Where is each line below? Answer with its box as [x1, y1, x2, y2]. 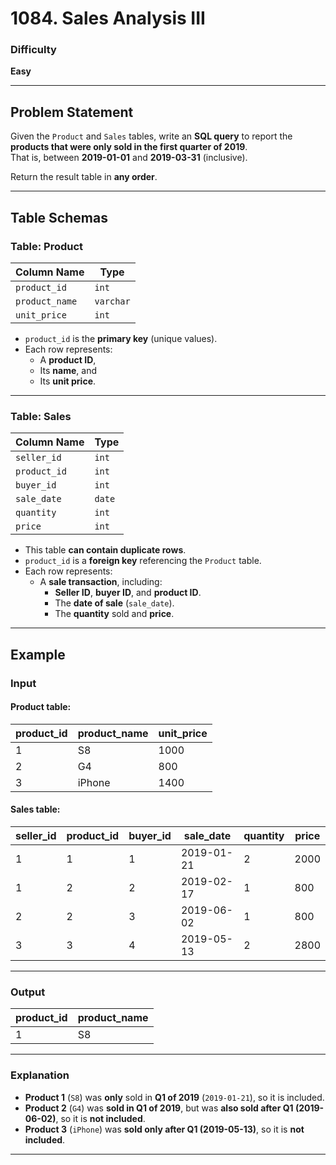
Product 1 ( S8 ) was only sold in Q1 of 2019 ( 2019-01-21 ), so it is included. [24, 1091, 325, 1103]
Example [10, 646, 66, 663]
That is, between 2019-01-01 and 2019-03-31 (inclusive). [10, 152, 248, 164]
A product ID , [39, 353, 97, 366]
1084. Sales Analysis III [10, 7, 206, 30]
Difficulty [10, 43, 57, 57]
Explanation [10, 1068, 70, 1082]
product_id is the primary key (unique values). [24, 332, 218, 344]
